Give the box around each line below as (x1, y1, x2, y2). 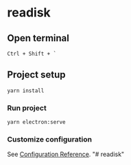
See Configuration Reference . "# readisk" (7, 150, 125, 159)
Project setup (7, 69, 67, 80)
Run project (7, 103, 47, 113)
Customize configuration (7, 135, 93, 144)
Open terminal (7, 32, 70, 44)
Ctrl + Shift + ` (7, 50, 57, 57)
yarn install (7, 87, 45, 94)
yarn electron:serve (7, 119, 67, 126)
